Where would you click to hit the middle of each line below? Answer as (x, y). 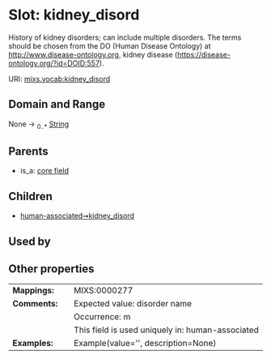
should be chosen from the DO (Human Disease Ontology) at (110, 45)
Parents (28, 151)
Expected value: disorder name (133, 304)
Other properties (51, 269)
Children (30, 196)
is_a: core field (44, 171)
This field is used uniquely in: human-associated (166, 330)
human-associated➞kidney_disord (77, 216)
